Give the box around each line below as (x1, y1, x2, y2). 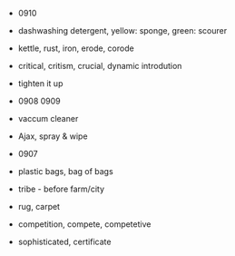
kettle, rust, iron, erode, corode (17, 43, 134, 54)
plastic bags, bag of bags (17, 166, 113, 176)
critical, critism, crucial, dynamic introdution (17, 61, 182, 71)
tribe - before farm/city (17, 183, 104, 194)
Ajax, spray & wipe (17, 131, 88, 142)
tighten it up (17, 78, 64, 89)
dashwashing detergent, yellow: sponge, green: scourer (17, 25, 228, 35)
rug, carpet (17, 202, 61, 212)
